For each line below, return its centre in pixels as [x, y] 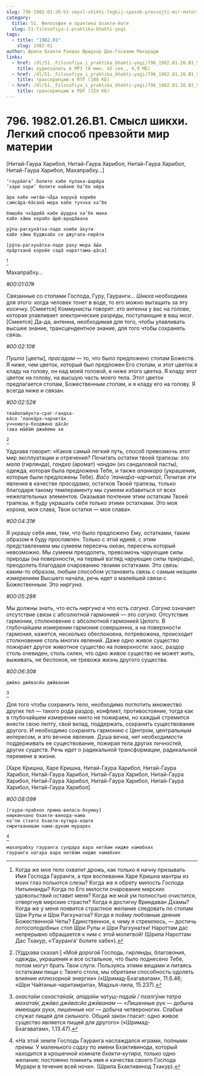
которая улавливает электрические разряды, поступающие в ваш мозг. [100, 315]
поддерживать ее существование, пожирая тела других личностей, [95, 743]
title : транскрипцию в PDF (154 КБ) [64, 91]
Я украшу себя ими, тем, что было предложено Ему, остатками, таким [98, 533]
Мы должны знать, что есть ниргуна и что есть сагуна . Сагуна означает [101, 608]
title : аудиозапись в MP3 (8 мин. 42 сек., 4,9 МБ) [84, 68]
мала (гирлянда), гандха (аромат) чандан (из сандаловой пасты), [92, 464]
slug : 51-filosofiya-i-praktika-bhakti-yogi [69, 29]
